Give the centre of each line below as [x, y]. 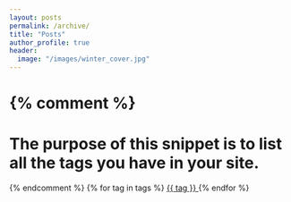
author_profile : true [50, 42]
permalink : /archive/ [50, 26]
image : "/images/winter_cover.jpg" [84, 59]
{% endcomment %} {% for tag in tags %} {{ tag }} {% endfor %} [129, 188]
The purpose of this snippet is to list [145, 144]
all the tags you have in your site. [134, 163]
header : [24, 51]
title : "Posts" [38, 34]
